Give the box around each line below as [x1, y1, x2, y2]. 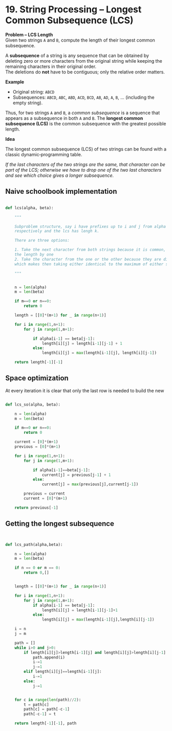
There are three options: [14, 238, 70, 243]
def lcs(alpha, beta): [5, 205, 54, 210]
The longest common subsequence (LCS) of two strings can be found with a [5, 145, 167, 152]
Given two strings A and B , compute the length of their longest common [5, 37, 155, 43]
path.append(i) [32, 654, 66, 660]
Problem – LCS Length [5, 31, 53, 38]
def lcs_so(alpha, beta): [5, 402, 60, 407]
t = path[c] [24, 702, 50, 707]
